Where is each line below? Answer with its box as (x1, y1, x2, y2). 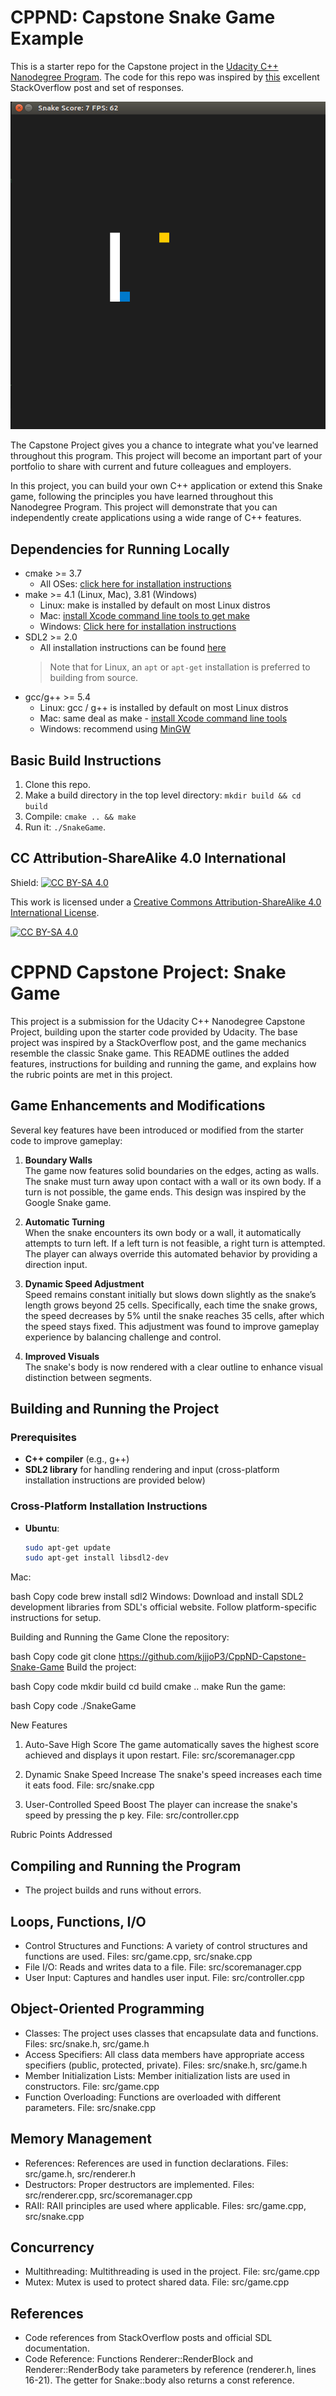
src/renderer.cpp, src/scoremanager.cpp (24, 2189, 193, 2201)
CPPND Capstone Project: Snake (10, 961, 287, 984)
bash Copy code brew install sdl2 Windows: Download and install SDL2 (10, 1591, 304, 1603)
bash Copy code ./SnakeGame (10, 1700, 137, 1712)
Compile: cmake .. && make (24, 811, 137, 823)
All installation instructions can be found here (39, 642, 227, 654)
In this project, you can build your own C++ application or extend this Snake (10, 480, 323, 492)
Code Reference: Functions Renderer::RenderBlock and (24, 2353, 254, 2365)
